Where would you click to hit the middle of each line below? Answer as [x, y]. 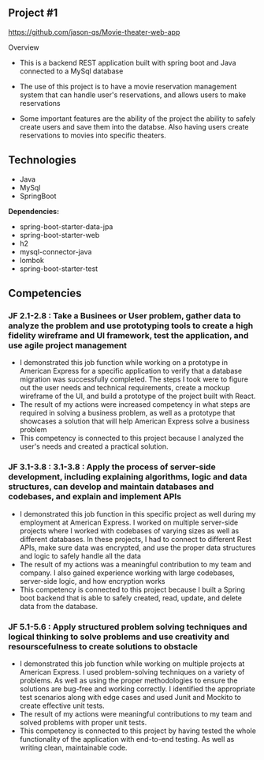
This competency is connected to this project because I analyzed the [132, 438]
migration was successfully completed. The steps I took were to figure [134, 379]
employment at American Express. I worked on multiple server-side [129, 522]
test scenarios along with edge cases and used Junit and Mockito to [130, 697]
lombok [32, 260]
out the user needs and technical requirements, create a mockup [125, 388]
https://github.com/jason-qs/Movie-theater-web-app [94, 32]
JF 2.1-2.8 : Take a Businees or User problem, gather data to [125, 315]
